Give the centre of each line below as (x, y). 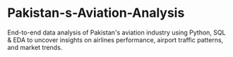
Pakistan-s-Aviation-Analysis (96, 13)
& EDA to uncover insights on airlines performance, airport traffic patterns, (115, 39)
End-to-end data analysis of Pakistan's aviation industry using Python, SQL (116, 32)
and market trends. (35, 47)
